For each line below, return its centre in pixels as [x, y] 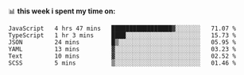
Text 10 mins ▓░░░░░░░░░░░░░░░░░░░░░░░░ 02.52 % [122, 56]
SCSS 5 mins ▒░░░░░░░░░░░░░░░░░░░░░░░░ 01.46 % [122, 63]
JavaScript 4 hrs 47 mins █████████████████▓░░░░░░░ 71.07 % [122, 28]
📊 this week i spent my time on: [62, 11]
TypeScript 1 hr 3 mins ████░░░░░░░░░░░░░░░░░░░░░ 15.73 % [122, 36]
